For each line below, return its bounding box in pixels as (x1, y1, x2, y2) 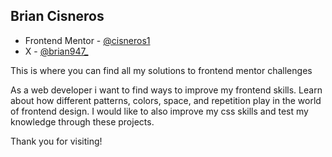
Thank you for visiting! (10, 135, 103, 147)
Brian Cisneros (10, 8, 105, 25)
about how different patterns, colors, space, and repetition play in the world (10, 94, 322, 106)
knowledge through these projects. (10, 115, 155, 128)
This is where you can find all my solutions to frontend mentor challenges (10, 64, 313, 76)
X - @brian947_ (24, 45, 89, 57)
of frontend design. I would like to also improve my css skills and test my (10, 105, 309, 117)
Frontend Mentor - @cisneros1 (24, 34, 151, 46)
